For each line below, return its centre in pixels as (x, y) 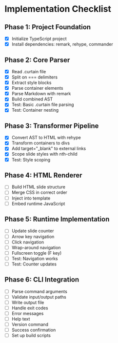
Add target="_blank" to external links (49, 149)
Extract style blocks (31, 83)
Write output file (28, 302)
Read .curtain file (29, 71)
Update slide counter (33, 231)
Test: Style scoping (31, 160)
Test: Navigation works (35, 258)
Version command (30, 324)
